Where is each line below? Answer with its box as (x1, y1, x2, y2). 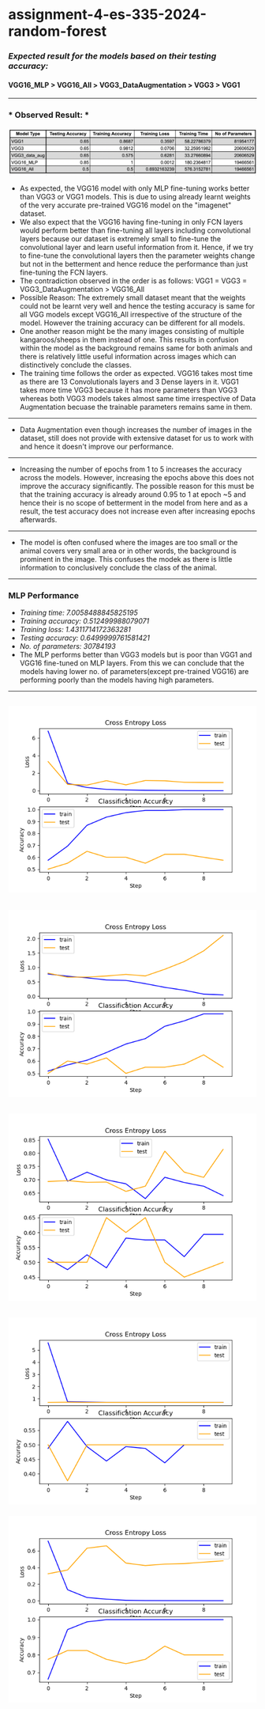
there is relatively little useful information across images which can (19, 351, 237, 361)
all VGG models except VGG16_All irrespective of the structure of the (19, 309, 242, 319)
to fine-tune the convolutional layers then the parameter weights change (19, 251, 256, 260)
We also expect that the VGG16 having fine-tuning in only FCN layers (19, 217, 244, 226)
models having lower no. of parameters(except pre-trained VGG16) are (19, 666, 249, 676)
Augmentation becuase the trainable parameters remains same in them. (19, 402, 252, 411)
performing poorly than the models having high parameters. (19, 675, 215, 684)
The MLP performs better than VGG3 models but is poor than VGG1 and (19, 650, 252, 659)
